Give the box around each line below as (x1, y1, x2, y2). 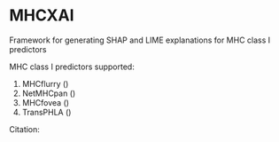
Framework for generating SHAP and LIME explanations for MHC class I (9, 35, 271, 45)
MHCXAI (9, 5, 74, 26)
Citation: (9, 123, 40, 134)
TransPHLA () (21, 106, 72, 117)
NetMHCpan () (21, 88, 76, 99)
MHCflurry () (21, 78, 69, 89)
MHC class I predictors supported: (9, 61, 135, 72)
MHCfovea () (21, 97, 69, 107)
